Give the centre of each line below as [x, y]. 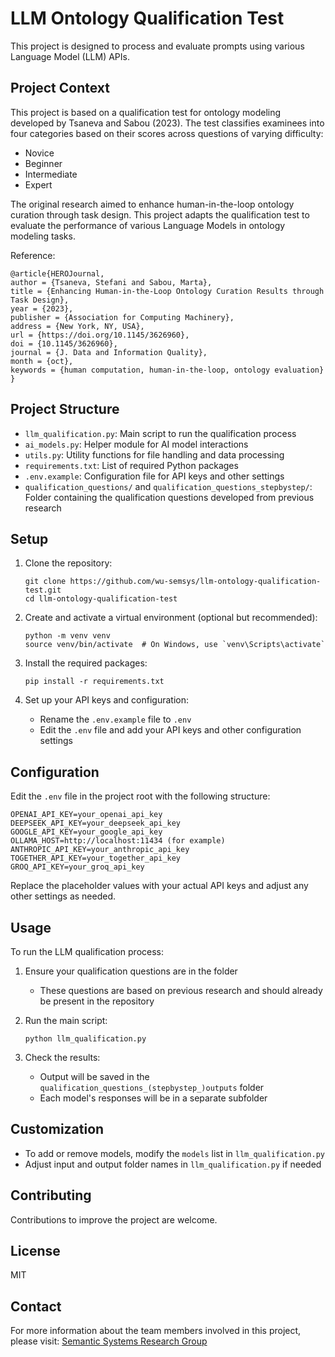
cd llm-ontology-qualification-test [101, 599]
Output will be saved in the [94, 1076]
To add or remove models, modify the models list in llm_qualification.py [174, 1153]
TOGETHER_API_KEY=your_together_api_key [96, 858]
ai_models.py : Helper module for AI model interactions [136, 444]
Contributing [51, 1195]
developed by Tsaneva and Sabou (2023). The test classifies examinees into [167, 123]
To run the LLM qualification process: [87, 951]
